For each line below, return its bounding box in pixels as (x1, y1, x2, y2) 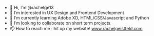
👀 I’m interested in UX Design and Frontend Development (9, 10, 124, 16)
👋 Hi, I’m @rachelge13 (9, 5, 54, 10)
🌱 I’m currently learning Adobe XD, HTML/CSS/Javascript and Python (9, 15, 150, 20)
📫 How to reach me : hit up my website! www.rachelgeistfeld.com (9, 26, 143, 31)
